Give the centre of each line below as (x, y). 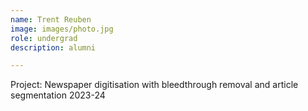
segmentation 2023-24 (58, 95)
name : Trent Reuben (51, 19)
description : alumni (53, 47)
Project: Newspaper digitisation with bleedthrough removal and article (154, 85)
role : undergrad (44, 38)
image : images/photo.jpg (62, 29)
